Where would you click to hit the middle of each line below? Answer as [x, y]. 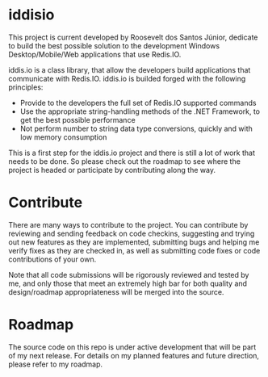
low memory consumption [63, 137]
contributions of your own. [52, 259]
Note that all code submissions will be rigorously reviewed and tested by [129, 274]
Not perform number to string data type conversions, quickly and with [136, 128]
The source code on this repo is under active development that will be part [132, 347]
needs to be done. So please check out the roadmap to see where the [124, 161]
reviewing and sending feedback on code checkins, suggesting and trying [132, 233]
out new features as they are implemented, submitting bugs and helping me [134, 242]
